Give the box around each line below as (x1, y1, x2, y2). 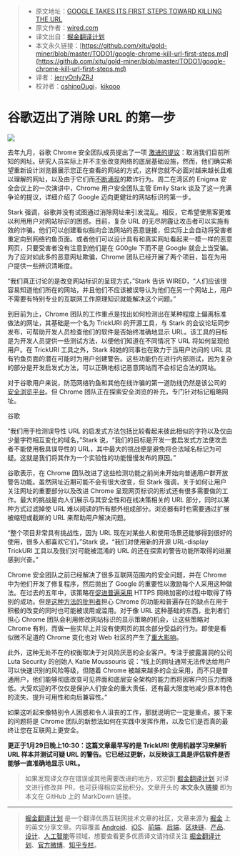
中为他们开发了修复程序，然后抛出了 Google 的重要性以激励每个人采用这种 (7, 579, 226, 588)
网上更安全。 (44, 725, 83, 735)
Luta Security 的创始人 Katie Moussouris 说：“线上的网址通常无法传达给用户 (7, 657, 231, 665)
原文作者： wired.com (35, 24, 99, 31)
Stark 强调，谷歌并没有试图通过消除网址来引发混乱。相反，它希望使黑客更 (7, 207, 225, 217)
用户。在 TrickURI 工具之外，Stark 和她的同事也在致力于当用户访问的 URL (7, 345, 224, 354)
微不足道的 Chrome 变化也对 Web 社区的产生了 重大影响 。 (13, 632, 183, 642)
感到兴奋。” (7, 555, 39, 564)
